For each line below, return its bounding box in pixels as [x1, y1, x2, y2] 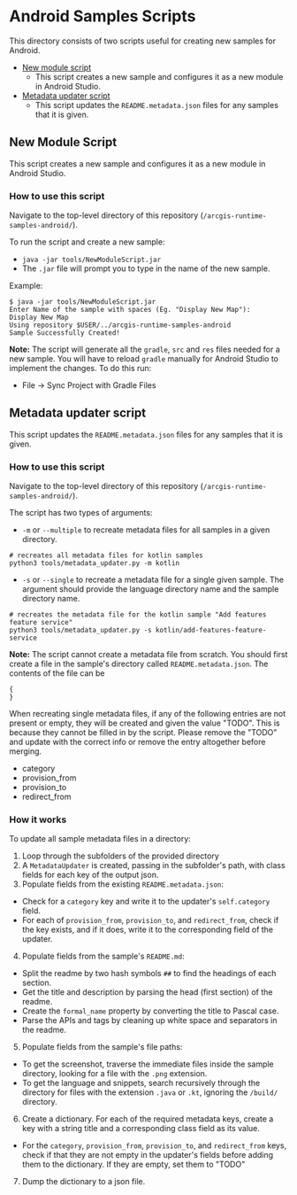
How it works [9, 813, 67, 826]
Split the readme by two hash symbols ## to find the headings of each [21, 968, 277, 979]
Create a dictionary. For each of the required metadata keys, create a [21, 1114, 274, 1124]
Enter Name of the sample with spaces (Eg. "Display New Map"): [9, 306, 251, 314]
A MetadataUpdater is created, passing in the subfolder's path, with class [21, 860, 286, 871]
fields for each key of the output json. [21, 870, 159, 881]
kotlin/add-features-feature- [155, 626, 267, 635]
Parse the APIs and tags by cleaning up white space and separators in [21, 1015, 278, 1026]
